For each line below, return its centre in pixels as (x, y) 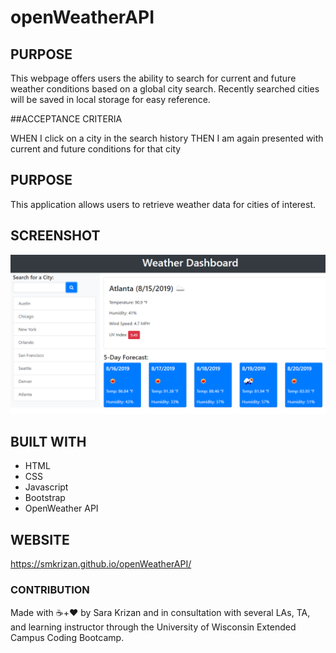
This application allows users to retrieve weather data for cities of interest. (163, 204)
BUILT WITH (48, 441)
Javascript (46, 487)
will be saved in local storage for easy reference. (110, 99)
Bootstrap (45, 498)
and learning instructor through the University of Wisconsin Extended (153, 627)
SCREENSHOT (55, 236)
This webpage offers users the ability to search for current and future (153, 78)
